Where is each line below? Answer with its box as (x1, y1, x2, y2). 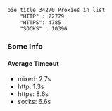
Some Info (7, 41, 44, 51)
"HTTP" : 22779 (20, 13, 65, 20)
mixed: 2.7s (17, 75, 51, 83)
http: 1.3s (17, 82, 44, 91)
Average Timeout (7, 59, 59, 67)
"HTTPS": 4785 (20, 19, 61, 26)
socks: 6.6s (17, 98, 51, 106)
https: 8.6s (17, 90, 49, 98)
